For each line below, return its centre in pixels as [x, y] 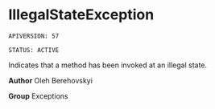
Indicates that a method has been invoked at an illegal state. [108, 65]
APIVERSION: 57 [34, 36]
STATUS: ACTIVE [34, 50]
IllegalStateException [81, 15]
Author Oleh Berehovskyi [50, 80]
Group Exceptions [38, 96]
